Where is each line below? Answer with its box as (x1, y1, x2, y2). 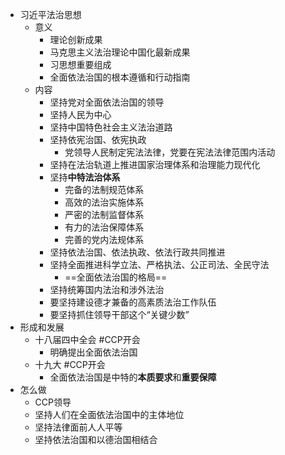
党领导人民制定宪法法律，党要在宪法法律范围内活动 (64, 146, 276, 158)
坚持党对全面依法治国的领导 (49, 96, 165, 108)
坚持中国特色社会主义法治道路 (49, 121, 173, 133)
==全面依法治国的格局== (64, 271, 168, 283)
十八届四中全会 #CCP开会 (34, 334, 141, 345)
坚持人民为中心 (49, 109, 112, 120)
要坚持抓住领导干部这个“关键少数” (49, 309, 190, 320)
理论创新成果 (49, 34, 103, 45)
